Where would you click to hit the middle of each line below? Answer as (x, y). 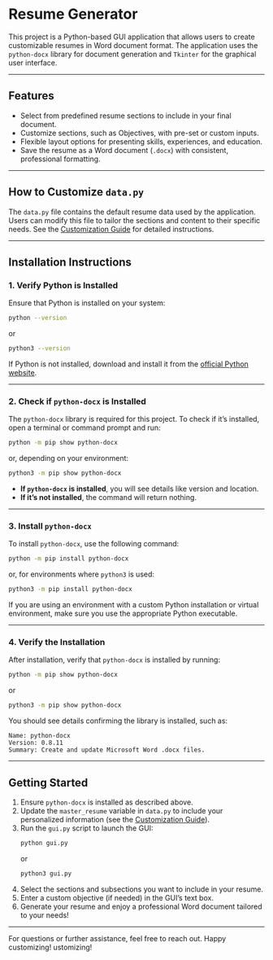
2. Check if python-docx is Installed (77, 401)
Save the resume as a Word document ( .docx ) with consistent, (124, 150)
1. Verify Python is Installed (63, 285)
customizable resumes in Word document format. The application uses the (133, 45)
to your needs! (44, 915)
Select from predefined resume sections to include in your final (126, 116)
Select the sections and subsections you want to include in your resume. (142, 889)
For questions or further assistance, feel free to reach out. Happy (117, 938)
